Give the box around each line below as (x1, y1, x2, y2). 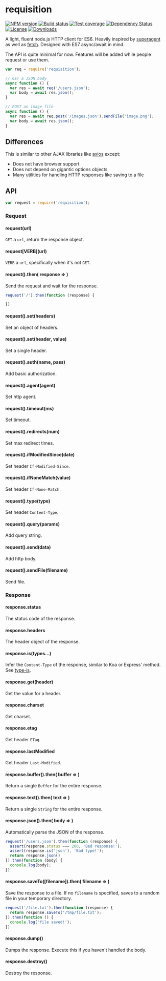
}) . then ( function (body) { (5, 858, 63, 863)
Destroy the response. (5, 970, 52, 976)
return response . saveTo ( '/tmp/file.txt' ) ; (10, 910, 102, 915)
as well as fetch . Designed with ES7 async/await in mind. (5, 41, 125, 47)
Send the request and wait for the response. (5, 283, 98, 289)
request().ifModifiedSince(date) (5, 452, 75, 458)
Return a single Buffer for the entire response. (5, 783, 103, 789)
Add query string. (5, 532, 42, 538)
